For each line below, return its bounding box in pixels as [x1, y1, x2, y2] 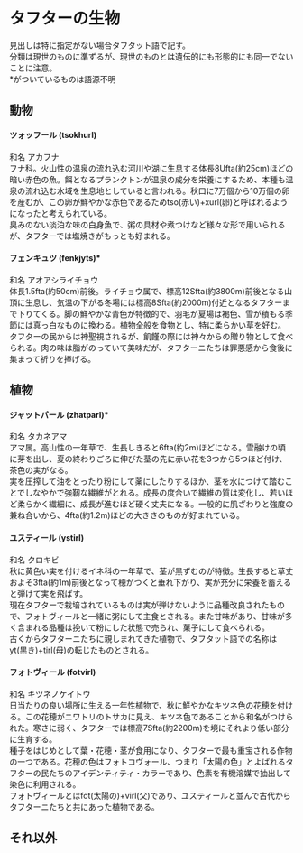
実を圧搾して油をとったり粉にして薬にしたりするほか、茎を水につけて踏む [9, 476, 286, 487]
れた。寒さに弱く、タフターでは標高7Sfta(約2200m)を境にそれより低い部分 [9, 722, 289, 733]
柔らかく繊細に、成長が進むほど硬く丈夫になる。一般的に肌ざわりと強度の [16, 498, 294, 510]
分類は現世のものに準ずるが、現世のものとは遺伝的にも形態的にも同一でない [9, 51, 294, 61]
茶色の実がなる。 [9, 465, 73, 476]
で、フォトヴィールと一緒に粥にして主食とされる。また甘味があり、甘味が [9, 610, 286, 621]
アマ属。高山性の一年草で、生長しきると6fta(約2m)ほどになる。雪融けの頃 [9, 442, 287, 453]
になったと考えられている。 [9, 208, 113, 218]
